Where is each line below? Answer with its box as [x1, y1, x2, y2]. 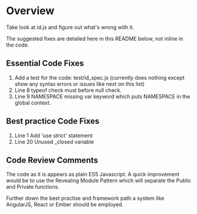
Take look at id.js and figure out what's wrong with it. [6, 24, 134, 31]
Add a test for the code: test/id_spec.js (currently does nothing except [14, 74, 185, 81]
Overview [6, 4, 55, 18]
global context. [14, 99, 51, 106]
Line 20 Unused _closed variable [14, 138, 94, 145]
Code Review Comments [6, 155, 98, 165]
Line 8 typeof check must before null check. [14, 87, 122, 94]
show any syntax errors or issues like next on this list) [14, 80, 145, 87]
